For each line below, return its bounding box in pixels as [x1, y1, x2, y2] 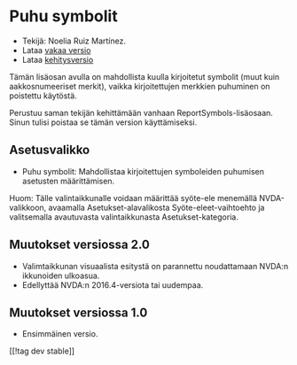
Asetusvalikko [9, 143, 90, 158]
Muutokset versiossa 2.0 [9, 237, 151, 252]
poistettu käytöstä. [9, 90, 77, 101]
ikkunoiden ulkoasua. [21, 270, 100, 281]
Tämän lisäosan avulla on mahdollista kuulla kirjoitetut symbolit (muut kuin [9, 71, 280, 82]
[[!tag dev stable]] [9, 346, 75, 356]
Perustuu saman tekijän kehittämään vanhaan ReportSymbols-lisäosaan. [9, 107, 273, 118]
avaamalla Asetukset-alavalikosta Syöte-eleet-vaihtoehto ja [48, 202, 265, 213]
